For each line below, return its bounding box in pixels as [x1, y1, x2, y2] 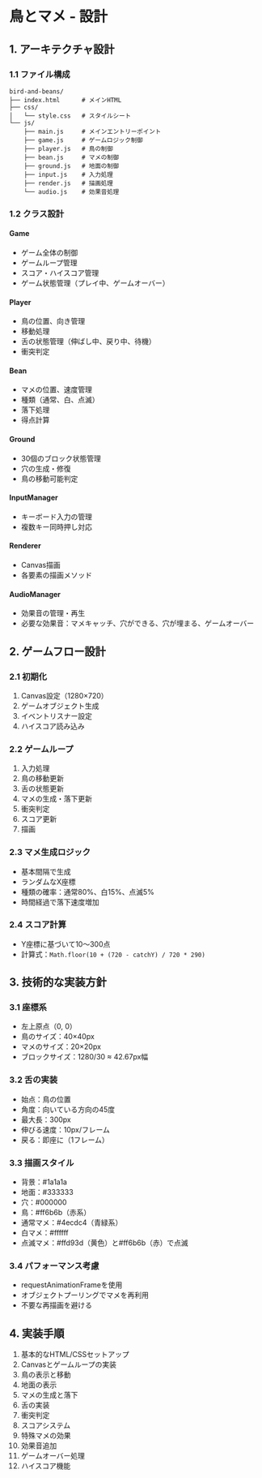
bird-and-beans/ [9, 87, 64, 96]
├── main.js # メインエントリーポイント [23, 127, 162, 135]
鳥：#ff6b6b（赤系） [20, 1208, 91, 1218]
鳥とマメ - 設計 [9, 7, 108, 26]
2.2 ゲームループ [9, 743, 74, 754]
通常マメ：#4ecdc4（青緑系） [20, 1218, 123, 1227]
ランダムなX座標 [20, 877, 76, 887]
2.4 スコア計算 [9, 919, 67, 930]
